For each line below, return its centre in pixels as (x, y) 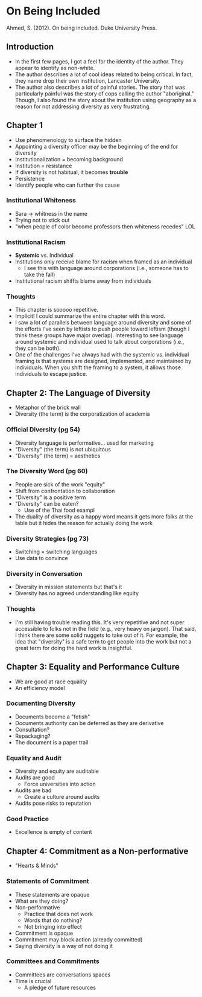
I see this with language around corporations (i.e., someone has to (106, 268)
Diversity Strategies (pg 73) (48, 538)
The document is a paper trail (52, 742)
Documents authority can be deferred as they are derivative (89, 723)
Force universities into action (60, 784)
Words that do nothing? (53, 920)
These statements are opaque (52, 894)
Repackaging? (33, 736)
